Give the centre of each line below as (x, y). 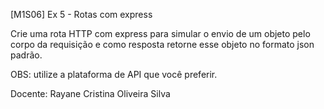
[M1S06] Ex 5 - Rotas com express (81, 14)
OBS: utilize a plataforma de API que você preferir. (114, 74)
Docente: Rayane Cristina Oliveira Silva (90, 93)
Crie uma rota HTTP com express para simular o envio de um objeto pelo (160, 33)
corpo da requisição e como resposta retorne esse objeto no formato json (162, 44)
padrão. (26, 55)
